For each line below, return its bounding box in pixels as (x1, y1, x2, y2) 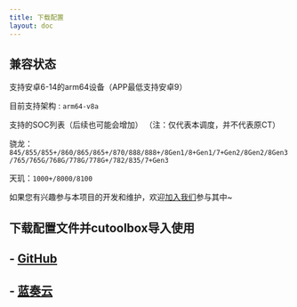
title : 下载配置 (9, 12, 64, 22)
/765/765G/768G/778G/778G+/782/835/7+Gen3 (9, 157, 169, 166)
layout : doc (9, 21, 53, 30)
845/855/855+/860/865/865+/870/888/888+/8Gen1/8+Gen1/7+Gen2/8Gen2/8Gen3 (9, 149, 289, 158)
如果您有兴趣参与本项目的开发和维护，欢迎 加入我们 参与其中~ (9, 192, 233, 203)
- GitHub (9, 251, 58, 267)
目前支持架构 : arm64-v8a (9, 101, 100, 111)
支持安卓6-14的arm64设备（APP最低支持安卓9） (9, 82, 188, 93)
